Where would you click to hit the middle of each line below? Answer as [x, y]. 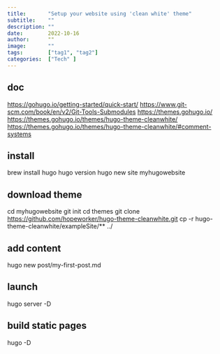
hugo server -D [29, 304]
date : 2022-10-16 [43, 33]
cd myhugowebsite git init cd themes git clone [74, 212]
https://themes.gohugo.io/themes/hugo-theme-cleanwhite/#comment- [109, 126]
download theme [45, 194]
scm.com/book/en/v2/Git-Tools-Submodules [72, 112]
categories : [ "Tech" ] [42, 59]
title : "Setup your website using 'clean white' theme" [100, 14]
